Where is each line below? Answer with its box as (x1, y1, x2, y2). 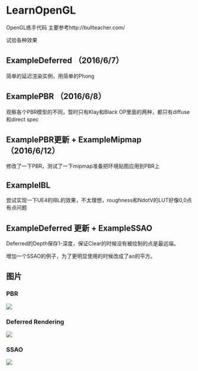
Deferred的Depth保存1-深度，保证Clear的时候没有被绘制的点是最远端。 (6, 240, 179, 247)
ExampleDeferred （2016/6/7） (6, 56, 124, 66)
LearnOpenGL (6, 4, 76, 17)
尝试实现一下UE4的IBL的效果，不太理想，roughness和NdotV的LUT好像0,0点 (6, 197, 192, 204)
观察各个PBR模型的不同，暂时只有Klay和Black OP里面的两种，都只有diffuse (6, 108, 190, 116)
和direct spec (6, 116, 39, 123)
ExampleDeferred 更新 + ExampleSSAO (6, 223, 152, 233)
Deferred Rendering (6, 318, 64, 326)
